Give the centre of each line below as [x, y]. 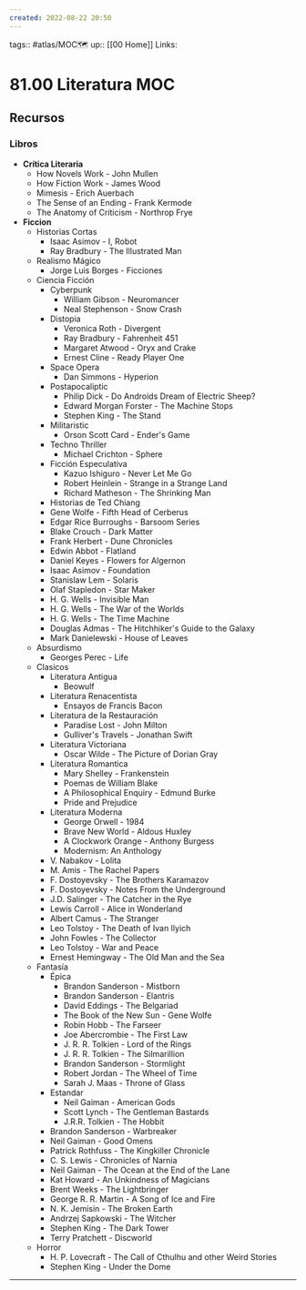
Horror [49, 1247]
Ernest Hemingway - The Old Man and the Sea [137, 957]
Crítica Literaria [53, 164]
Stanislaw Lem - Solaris [94, 580]
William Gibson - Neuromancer [121, 299]
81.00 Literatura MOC [92, 84]
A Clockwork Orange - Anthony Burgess [139, 841]
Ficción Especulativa [88, 463]
